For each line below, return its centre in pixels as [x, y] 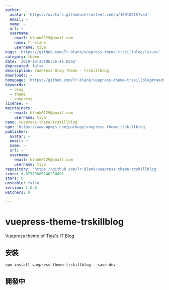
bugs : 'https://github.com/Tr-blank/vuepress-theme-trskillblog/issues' [83, 52]
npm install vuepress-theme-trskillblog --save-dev [60, 265]
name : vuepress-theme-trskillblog [41, 122]
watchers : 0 [18, 192]
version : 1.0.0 [21, 188]
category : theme [22, 57]
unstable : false [22, 183]
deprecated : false [24, 66]
